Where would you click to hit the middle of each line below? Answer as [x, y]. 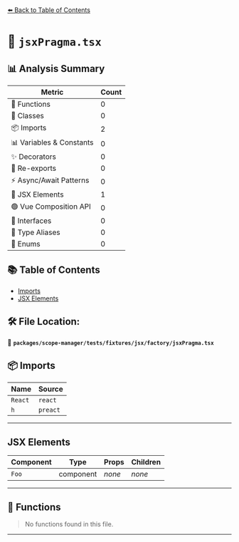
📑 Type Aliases [36, 232]
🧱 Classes [28, 116]
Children [146, 462]
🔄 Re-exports [34, 168]
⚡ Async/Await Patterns [50, 180]
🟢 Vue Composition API [51, 207]
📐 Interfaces [31, 221]
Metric [52, 92]
